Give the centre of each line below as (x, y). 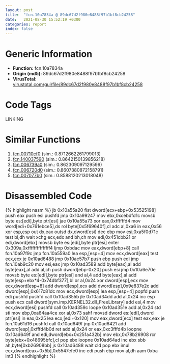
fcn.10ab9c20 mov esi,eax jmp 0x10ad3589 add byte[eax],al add (73, 264)
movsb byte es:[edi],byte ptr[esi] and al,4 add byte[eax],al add (71, 275)
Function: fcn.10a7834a (38, 68)
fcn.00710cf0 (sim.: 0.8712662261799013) (56, 154)
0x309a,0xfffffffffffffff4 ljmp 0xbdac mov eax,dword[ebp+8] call (72, 248)
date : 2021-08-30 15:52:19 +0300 (43, 19)
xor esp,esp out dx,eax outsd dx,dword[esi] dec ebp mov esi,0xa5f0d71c (82, 232)
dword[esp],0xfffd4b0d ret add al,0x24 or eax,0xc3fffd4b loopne (74, 329)
